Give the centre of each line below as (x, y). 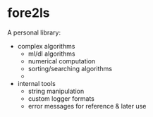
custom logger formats (61, 98)
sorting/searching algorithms (70, 68)
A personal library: (34, 32)
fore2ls (29, 13)
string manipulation (56, 91)
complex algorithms (46, 46)
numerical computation (62, 61)
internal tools (37, 83)
